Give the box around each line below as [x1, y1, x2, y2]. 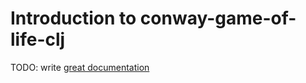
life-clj [10, 28, 66, 51]
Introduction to [10, 7, 137, 30]
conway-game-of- [139, 7, 297, 30]
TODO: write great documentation [10, 61, 150, 73]
